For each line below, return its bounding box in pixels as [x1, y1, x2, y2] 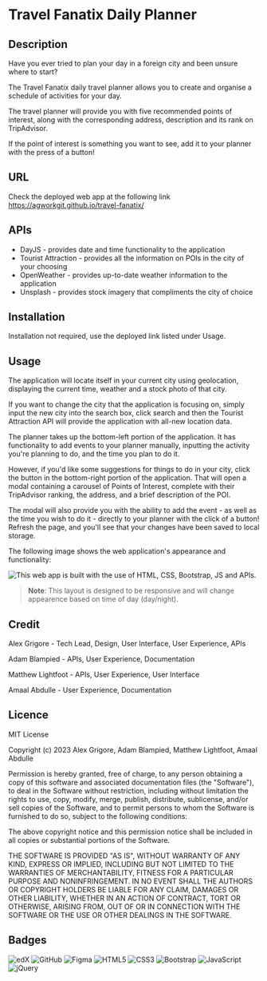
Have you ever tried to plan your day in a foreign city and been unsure [8, 58, 238, 68]
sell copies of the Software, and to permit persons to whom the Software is [8, 803, 255, 812]
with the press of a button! [8, 148, 95, 157]
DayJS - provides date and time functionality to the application [19, 244, 226, 254]
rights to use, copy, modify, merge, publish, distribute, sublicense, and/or [8, 794, 249, 804]
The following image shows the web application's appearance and [8, 546, 226, 556]
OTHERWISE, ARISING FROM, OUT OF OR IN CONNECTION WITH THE [8, 901, 241, 911]
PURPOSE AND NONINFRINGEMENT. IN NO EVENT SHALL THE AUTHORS [8, 876, 253, 886]
